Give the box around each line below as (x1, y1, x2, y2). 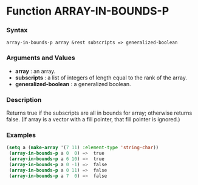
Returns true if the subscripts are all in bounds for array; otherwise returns (6, 109, 193, 116)
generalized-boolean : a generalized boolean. (15, 80, 132, 87)
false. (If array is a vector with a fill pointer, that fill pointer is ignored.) (6, 116, 180, 123)
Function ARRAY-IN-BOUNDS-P (6, 4, 169, 18)
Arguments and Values (6, 53, 75, 62)
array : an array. (15, 67, 56, 75)
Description (6, 95, 42, 104)
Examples (6, 131, 36, 139)
